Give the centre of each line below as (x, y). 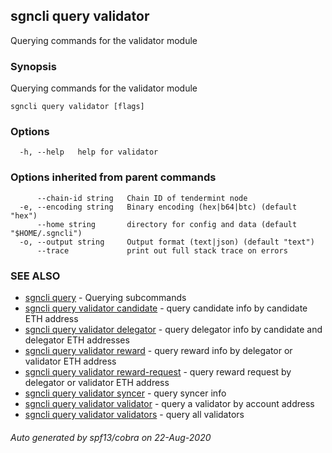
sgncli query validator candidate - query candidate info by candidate (166, 308)
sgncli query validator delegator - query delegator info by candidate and (173, 329)
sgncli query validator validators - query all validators (134, 414)
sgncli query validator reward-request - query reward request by (158, 372)
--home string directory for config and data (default (167, 224)
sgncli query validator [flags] (77, 107)
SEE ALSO (35, 276)
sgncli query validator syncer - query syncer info (125, 393)
